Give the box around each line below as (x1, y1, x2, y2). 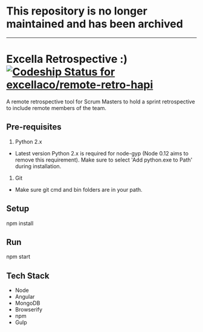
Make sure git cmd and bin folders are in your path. (14, 186, 143, 193)
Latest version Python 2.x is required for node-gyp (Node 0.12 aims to (14, 149, 189, 157)
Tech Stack (6, 270, 50, 281)
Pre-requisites (6, 122, 62, 132)
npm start (6, 253, 31, 261)
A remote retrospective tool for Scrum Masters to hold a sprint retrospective (6, 98, 195, 105)
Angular (14, 293, 35, 301)
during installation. (14, 162, 62, 170)
